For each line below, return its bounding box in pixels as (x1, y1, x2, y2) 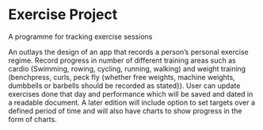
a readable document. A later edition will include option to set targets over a (8, 97, 256, 107)
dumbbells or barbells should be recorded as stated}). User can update (8, 81, 241, 90)
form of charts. (8, 114, 57, 124)
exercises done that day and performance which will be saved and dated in (8, 89, 253, 98)
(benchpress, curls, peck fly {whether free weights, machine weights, (8, 72, 235, 82)
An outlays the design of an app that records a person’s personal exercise (8, 47, 249, 56)
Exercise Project (8, 6, 118, 24)
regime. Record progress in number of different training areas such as (8, 55, 236, 65)
